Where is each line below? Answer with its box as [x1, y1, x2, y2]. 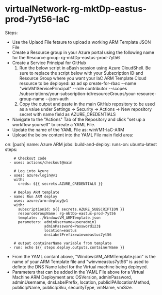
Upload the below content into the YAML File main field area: [12, 132, 133, 138]
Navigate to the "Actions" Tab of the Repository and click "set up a [12, 116, 146, 122]
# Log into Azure [14, 168, 49, 173]
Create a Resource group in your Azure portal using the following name [12, 49, 154, 55]
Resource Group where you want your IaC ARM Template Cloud [19, 75, 146, 81]
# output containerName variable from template [14, 241, 112, 246]
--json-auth [45, 96, 69, 101]
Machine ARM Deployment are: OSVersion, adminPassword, [12, 274, 132, 280]
